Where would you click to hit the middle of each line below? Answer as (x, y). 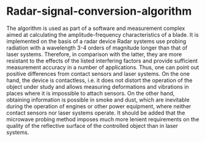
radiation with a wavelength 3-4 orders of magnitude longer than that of (97, 48)
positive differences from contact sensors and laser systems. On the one (98, 73)
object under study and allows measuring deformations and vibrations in (98, 86)
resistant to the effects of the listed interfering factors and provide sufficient (102, 61)
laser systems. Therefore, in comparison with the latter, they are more (94, 54)
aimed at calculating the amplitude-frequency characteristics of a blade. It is (102, 34)
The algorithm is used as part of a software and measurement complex (96, 28)
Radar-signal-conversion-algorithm (99, 11)
